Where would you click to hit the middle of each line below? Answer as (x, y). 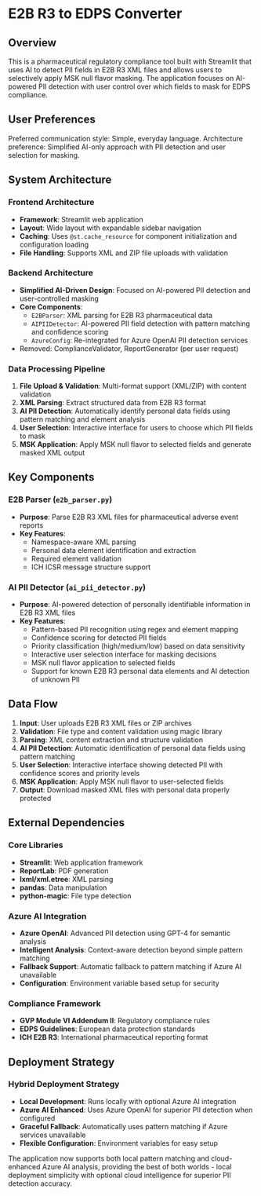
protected (35, 798)
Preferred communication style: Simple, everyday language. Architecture (125, 138)
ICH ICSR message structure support (91, 567)
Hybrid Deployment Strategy (64, 1084)
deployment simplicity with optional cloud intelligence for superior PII (120, 1175)
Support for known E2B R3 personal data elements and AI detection (140, 671)
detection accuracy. (40, 1183)
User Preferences (52, 120)
